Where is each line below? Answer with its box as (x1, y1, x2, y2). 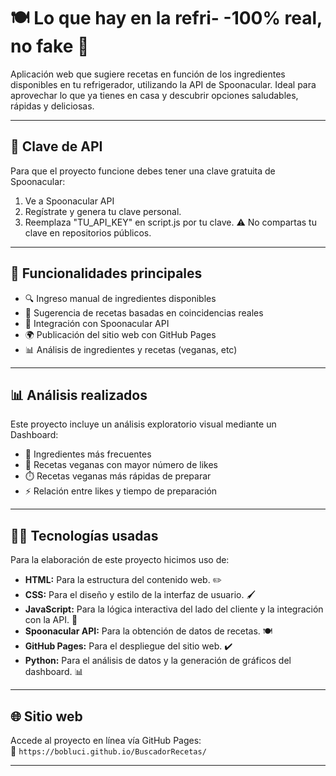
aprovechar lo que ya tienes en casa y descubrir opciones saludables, (10, 89, 299, 101)
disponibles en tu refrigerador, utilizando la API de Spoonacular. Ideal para (10, 78, 317, 90)
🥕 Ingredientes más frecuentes (24, 448, 152, 460)
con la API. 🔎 (24, 614, 78, 626)
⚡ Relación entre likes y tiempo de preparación (24, 485, 218, 497)
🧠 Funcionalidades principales (10, 265, 203, 282)
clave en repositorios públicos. (24, 226, 152, 239)
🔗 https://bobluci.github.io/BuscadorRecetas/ (10, 745, 207, 757)
